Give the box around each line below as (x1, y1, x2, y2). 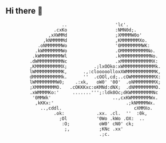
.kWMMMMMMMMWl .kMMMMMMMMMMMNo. (32, 53, 159, 59)
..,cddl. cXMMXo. (40, 105, 153, 111)
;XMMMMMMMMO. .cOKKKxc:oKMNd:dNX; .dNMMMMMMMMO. (29, 84, 161, 90)
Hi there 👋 (5, 6, 43, 16)
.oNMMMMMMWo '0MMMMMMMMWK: (37, 42, 150, 48)
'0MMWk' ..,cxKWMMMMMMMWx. (32, 95, 159, 101)
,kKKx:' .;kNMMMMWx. (35, 100, 156, 106)
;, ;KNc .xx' (64, 126, 124, 132)
